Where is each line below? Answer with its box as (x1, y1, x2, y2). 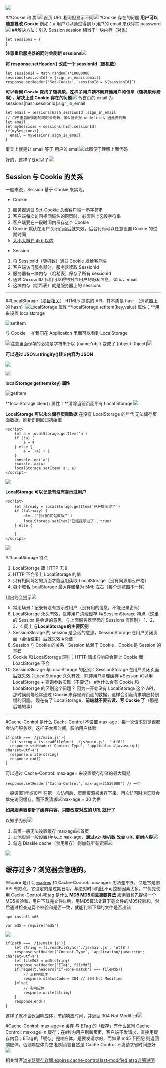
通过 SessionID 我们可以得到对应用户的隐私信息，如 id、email (12, 276, 138, 282)
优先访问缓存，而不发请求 (5, 796, 58, 802)
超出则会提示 (5, 594, 32, 600)
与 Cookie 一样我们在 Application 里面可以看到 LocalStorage (5, 330, 128, 336)
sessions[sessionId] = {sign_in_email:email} (5, 75, 100, 80)
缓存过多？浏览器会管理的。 (5, 866, 90, 874)
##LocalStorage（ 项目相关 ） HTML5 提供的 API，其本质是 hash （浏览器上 (5, 297, 158, 304)
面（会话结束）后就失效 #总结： (12, 636, 78, 642)
